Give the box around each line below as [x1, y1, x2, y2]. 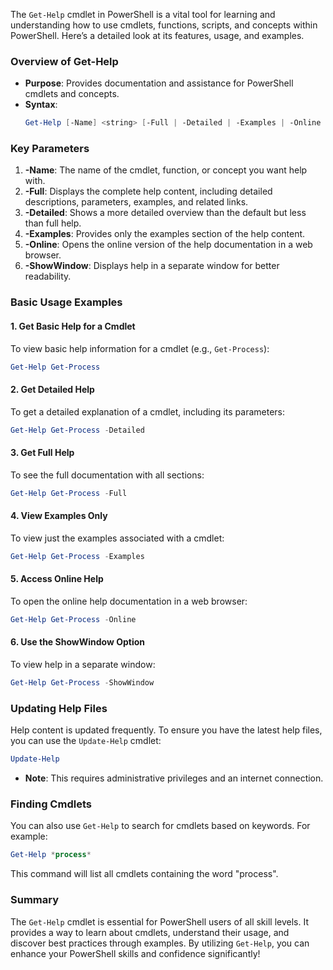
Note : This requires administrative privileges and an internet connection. [24, 772, 324, 784]
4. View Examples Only [10, 510, 108, 522]
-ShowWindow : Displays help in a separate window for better [24, 260, 280, 272]
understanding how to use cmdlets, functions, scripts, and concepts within [10, 19, 318, 31]
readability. [24, 270, 72, 283]
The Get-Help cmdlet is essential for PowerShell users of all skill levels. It [10, 915, 309, 928]
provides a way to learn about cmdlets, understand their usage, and [10, 926, 290, 938]
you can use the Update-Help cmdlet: [10, 735, 162, 747]
